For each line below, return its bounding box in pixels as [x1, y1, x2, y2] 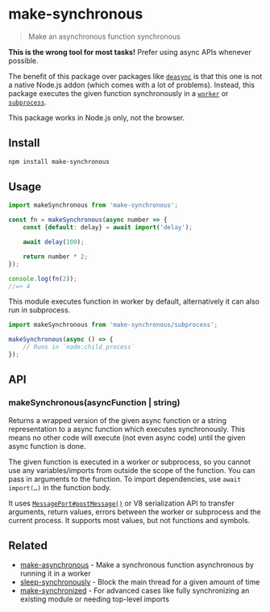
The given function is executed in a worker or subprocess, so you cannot [8, 457, 251, 467]
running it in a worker [19, 568, 91, 578]
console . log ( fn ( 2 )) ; [8, 275, 78, 283]
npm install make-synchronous [8, 157, 110, 166]
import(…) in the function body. [8, 482, 112, 493]
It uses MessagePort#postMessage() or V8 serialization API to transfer [8, 498, 235, 508]
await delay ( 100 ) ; [23, 238, 85, 246]
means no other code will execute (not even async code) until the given [8, 433, 246, 442]
